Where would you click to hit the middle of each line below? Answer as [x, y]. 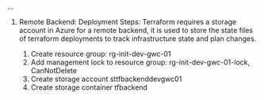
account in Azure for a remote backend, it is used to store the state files [136, 30]
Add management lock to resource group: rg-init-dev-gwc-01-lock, [140, 62]
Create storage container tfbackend [89, 87]
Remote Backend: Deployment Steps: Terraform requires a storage [128, 22]
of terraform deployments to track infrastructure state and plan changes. [138, 39]
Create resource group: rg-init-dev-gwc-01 [101, 54]
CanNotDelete [54, 70]
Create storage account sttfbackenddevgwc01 [106, 79]
